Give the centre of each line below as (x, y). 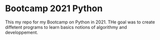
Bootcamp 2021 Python (54, 9)
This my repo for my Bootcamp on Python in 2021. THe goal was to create (80, 22)
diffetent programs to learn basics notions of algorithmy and (66, 27)
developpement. (22, 32)
